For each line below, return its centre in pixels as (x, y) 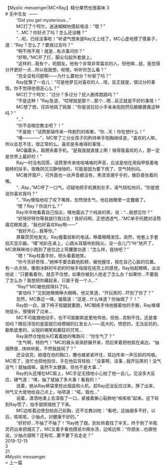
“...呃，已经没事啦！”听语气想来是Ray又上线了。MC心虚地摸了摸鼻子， (88, 39)
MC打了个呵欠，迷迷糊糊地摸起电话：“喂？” (61, 26)
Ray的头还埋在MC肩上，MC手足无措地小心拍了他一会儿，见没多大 (83, 373)
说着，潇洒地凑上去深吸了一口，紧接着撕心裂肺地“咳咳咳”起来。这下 (85, 398)
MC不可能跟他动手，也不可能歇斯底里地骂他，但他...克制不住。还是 (84, 318)
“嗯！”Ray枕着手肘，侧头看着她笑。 (52, 256)
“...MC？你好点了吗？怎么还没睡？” (52, 32)
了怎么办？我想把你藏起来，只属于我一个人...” (51, 280)
